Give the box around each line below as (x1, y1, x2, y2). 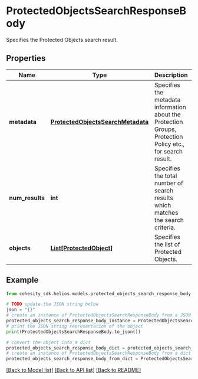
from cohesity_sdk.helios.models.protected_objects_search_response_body (6, 290, 192, 296)
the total (154, 171, 177, 179)
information (154, 103, 187, 111)
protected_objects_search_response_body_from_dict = (6, 356, 138, 362)
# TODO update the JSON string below (6, 301, 99, 308)
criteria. (154, 223, 176, 231)
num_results (9, 194, 45, 202)
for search (154, 147, 183, 155)
